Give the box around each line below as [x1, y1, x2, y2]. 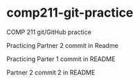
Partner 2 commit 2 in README [6, 68, 96, 76]
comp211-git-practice [6, 5, 134, 21]
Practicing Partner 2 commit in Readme [6, 41, 119, 49]
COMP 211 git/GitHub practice [6, 28, 91, 36]
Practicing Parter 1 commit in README [6, 54, 116, 63]
